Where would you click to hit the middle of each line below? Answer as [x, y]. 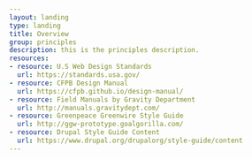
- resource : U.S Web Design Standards [80, 67]
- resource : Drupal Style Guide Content [85, 132]
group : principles [43, 42]
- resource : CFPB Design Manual [69, 83]
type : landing [35, 26]
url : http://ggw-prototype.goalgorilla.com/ [100, 125]
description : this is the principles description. [104, 50]
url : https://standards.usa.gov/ [79, 75]
